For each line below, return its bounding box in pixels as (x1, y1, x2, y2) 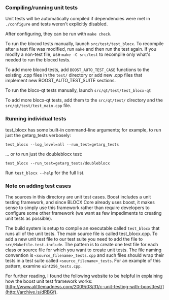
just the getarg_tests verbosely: (5, 132, 71, 138)
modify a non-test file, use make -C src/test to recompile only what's (5, 51, 151, 57)
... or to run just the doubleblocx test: (5, 151, 83, 157)
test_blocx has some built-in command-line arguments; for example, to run (5, 126, 161, 133)
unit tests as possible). (5, 215, 52, 221)
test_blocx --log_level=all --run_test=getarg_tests (5, 142, 119, 147)
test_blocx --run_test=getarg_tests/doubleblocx (5, 160, 110, 166)
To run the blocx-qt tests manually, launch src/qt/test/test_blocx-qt (5, 87, 151, 93)
